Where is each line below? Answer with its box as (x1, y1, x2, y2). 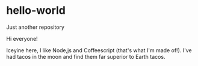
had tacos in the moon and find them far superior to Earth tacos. (6, 53, 166, 60)
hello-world (6, 4, 66, 17)
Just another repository (6, 23, 65, 31)
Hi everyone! (6, 35, 38, 42)
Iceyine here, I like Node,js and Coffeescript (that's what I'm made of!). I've (6, 46, 192, 54)
